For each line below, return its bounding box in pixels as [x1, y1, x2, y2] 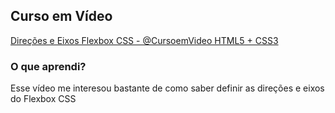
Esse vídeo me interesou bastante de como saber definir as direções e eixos [10, 82, 325, 94]
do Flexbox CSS [10, 93, 77, 105]
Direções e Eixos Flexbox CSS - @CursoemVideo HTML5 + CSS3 [10, 34, 279, 46]
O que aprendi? [10, 59, 87, 73]
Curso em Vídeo [10, 8, 113, 25]
